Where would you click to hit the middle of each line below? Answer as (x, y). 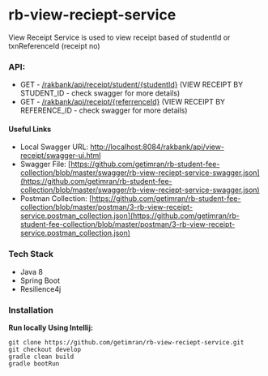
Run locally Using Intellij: (51, 328)
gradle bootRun (34, 364)
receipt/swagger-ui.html (60, 156)
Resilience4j (40, 288)
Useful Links (30, 129)
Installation (31, 310)
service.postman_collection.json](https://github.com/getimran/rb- (130, 216)
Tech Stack (31, 254)
